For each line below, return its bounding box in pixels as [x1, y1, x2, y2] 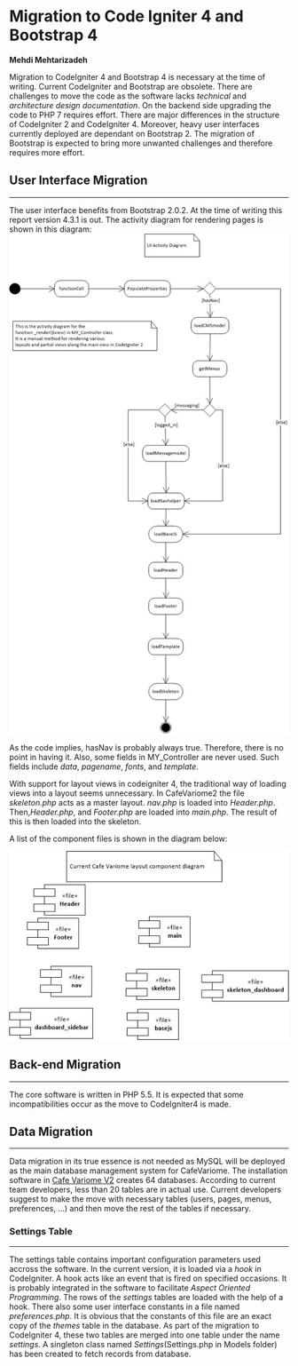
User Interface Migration [9, 173, 148, 188]
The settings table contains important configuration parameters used [9, 1254, 262, 1265]
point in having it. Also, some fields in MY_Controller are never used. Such [9, 752, 279, 763]
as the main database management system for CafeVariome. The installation [9, 1165, 288, 1176]
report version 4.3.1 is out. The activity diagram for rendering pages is [9, 214, 264, 225]
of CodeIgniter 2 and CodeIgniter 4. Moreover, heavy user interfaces [9, 118, 260, 130]
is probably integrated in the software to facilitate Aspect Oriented [9, 1282, 251, 1293]
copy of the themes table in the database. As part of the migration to [9, 1320, 260, 1330]
